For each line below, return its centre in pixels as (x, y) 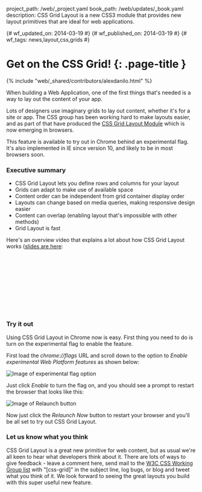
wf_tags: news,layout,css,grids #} (48, 40)
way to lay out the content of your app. (54, 99)
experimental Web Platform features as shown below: (73, 361)
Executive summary (36, 170)
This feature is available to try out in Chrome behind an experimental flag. (97, 141)
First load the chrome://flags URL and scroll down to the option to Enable (97, 355)
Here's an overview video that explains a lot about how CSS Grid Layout (96, 240)
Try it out (20, 324)
